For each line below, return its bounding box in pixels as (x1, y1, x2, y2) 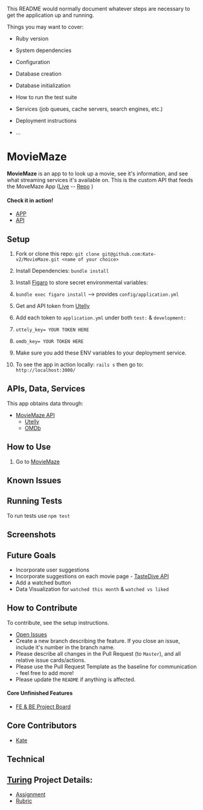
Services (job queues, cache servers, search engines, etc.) (15, 105, 163, 113)
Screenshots (7, 529, 56, 540)
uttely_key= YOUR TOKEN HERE (15, 327, 89, 333)
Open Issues (15, 630, 47, 638)
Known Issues (7, 475, 62, 486)
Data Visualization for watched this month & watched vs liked (15, 585, 169, 592)
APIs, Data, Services (7, 384, 86, 394)
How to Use (7, 442, 51, 452)
